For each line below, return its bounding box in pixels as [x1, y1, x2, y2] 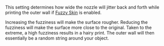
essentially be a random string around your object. [5, 35, 109, 41]
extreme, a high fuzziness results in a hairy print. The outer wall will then [5, 30, 155, 35]
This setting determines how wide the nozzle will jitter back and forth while [5, 4, 159, 10]
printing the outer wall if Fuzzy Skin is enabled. [5, 9, 101, 15]
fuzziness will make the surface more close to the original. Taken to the [5, 24, 152, 30]
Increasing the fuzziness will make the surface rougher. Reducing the [5, 19, 148, 25]
